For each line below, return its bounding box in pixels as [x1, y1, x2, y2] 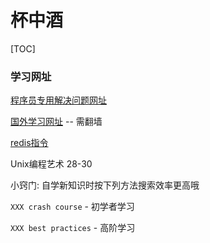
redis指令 [10, 137, 49, 149]
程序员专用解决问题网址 [10, 94, 107, 106]
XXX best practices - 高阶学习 [10, 222, 136, 234]
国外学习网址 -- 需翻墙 [10, 116, 103, 128]
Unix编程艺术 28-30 [10, 158, 93, 170]
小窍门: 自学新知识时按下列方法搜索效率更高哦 [10, 179, 200, 191]
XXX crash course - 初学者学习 [10, 201, 135, 213]
